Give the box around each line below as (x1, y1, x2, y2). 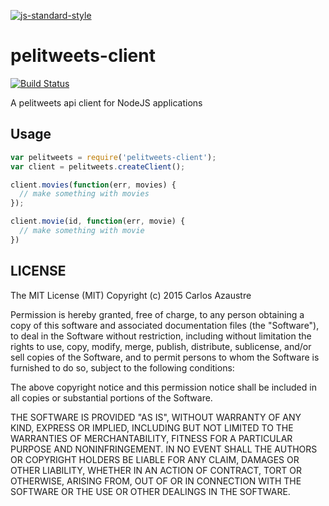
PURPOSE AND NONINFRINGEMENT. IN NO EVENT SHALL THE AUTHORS (10, 443, 318, 455)
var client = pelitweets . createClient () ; (10, 161, 186, 172)
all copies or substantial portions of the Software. (10, 391, 213, 404)
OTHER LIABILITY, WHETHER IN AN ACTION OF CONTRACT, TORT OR (10, 464, 302, 476)
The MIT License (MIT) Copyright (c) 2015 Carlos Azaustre (10, 289, 252, 301)
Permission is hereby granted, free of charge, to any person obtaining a (10, 308, 305, 320)
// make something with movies (19, 189, 150, 199)
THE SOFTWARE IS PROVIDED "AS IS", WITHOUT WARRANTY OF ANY (10, 411, 302, 423)
